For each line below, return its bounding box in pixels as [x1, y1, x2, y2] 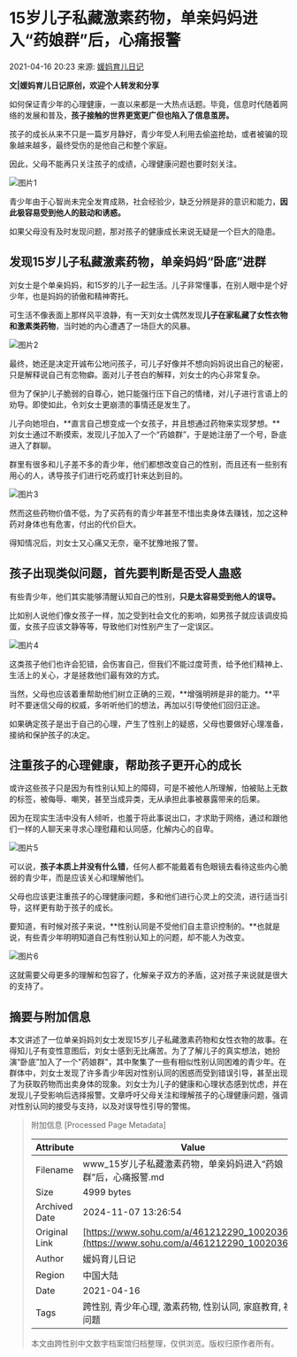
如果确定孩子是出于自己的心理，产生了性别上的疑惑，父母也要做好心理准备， [9, 718, 288, 729]
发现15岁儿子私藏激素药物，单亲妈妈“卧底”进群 [9, 254, 267, 270]
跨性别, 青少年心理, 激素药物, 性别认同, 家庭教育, [82, 1300, 281, 1313]
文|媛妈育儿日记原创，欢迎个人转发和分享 [9, 80, 160, 90]
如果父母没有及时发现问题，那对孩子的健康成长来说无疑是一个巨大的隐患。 [9, 226, 280, 236]
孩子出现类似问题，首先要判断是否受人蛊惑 [9, 566, 241, 581]
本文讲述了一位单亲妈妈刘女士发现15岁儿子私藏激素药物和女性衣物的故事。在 [9, 1035, 288, 1045]
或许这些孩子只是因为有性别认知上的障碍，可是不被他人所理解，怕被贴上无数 [9, 783, 288, 793]
